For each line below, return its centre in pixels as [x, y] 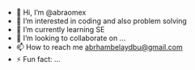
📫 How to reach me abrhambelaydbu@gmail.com [100, 47]
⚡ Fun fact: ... [38, 59]
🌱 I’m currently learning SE [60, 29]
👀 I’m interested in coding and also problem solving [102, 21]
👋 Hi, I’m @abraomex [51, 12]
